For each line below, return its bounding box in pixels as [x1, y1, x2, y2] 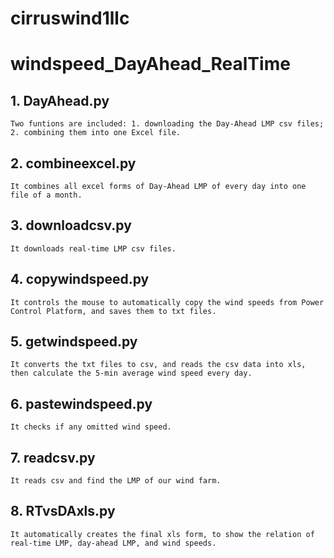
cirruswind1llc [10, 7, 130, 30]
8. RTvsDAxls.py [10, 503, 116, 520]
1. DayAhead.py [10, 92, 110, 109]
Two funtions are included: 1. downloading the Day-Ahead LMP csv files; [10, 119, 325, 129]
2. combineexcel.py [10, 155, 137, 172]
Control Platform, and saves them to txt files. [10, 306, 217, 316]
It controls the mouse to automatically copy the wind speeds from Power [10, 297, 325, 307]
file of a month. [10, 190, 83, 200]
